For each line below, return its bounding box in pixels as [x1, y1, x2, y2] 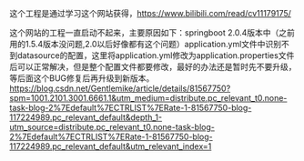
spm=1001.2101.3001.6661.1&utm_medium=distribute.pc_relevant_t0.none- [9, 93, 288, 103]
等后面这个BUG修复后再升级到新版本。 [9, 73, 155, 84]
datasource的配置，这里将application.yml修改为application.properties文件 [16, 50, 295, 61]
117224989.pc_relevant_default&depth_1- [9, 112, 162, 123]
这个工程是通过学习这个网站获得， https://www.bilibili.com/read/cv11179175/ [9, 8, 291, 18]
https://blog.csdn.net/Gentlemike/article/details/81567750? [9, 83, 231, 94]
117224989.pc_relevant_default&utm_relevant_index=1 [9, 141, 212, 152]
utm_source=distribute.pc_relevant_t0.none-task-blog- [9, 122, 216, 132]
